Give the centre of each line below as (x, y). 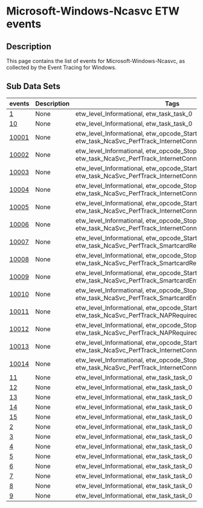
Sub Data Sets (33, 86)
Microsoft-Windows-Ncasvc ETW (93, 11)
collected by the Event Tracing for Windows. (61, 67)
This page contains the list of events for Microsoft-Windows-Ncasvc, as (96, 61)
